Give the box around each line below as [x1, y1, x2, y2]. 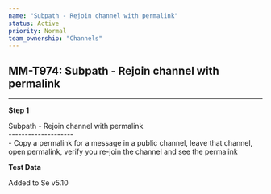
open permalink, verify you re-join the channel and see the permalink [8, 147, 238, 157]
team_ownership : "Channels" [8, 34, 103, 43]
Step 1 [8, 105, 30, 115]
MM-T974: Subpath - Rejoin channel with [8, 64, 219, 77]
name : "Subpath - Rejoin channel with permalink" [8, 11, 179, 20]
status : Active [8, 19, 60, 27]
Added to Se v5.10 [8, 178, 69, 188]
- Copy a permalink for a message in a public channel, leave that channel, [8, 138, 253, 148]
